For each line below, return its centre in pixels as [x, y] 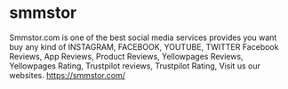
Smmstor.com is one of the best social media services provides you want [143, 37]
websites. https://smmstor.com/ [68, 75]
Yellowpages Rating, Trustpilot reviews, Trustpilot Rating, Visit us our [135, 66]
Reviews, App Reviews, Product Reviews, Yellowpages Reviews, [126, 56]
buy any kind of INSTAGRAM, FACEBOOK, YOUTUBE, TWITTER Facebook [144, 46]
